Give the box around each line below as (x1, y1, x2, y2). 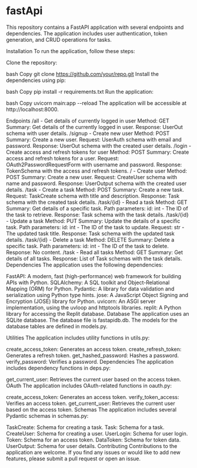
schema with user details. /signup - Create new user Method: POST (6, 130, 170, 137)
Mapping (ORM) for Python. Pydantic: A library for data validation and (6, 285, 175, 292)
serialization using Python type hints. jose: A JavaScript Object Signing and (6, 291, 189, 298)
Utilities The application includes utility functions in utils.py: (6, 334, 150, 341)
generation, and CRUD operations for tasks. (6, 36, 112, 43)
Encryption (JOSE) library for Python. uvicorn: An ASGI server (6, 298, 156, 305)
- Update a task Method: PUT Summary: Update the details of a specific (6, 217, 181, 225)
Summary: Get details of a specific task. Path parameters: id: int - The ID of (6, 205, 188, 212)
